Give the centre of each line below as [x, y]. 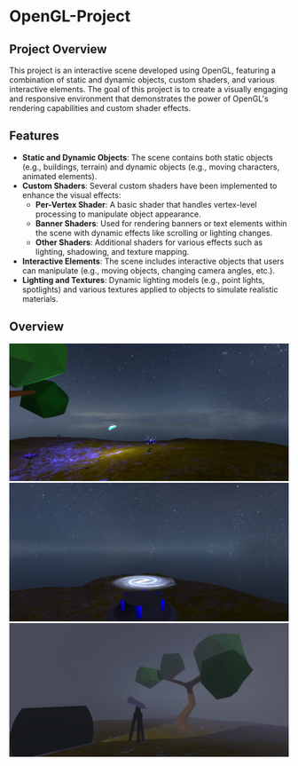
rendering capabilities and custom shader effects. [100, 108]
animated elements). [59, 176]
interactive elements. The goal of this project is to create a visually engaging [149, 89]
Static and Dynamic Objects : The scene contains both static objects [147, 157]
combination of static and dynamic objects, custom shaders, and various [142, 80]
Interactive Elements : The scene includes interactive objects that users [153, 261]
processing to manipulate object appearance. [118, 214]
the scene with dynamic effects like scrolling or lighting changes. [154, 233]
